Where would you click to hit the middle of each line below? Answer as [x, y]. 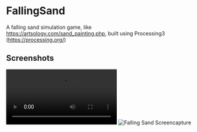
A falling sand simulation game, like [49, 27]
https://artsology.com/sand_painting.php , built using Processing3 [86, 33]
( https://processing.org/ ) [36, 39]
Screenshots [30, 58]
